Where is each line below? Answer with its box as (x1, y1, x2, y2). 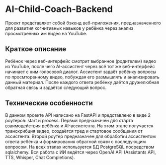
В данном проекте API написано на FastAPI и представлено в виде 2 (5, 112, 151, 118)
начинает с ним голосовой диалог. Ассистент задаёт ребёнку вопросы (5, 69, 157, 75)
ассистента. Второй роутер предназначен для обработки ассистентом (5, 133, 156, 139)
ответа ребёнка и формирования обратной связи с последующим (5, 138, 146, 145)
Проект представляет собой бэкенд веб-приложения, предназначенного (5, 20, 161, 26)
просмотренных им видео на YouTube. (5, 30, 87, 36)
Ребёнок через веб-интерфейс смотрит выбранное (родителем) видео (5, 58, 157, 64)
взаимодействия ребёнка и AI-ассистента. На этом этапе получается (5, 123, 154, 129)
